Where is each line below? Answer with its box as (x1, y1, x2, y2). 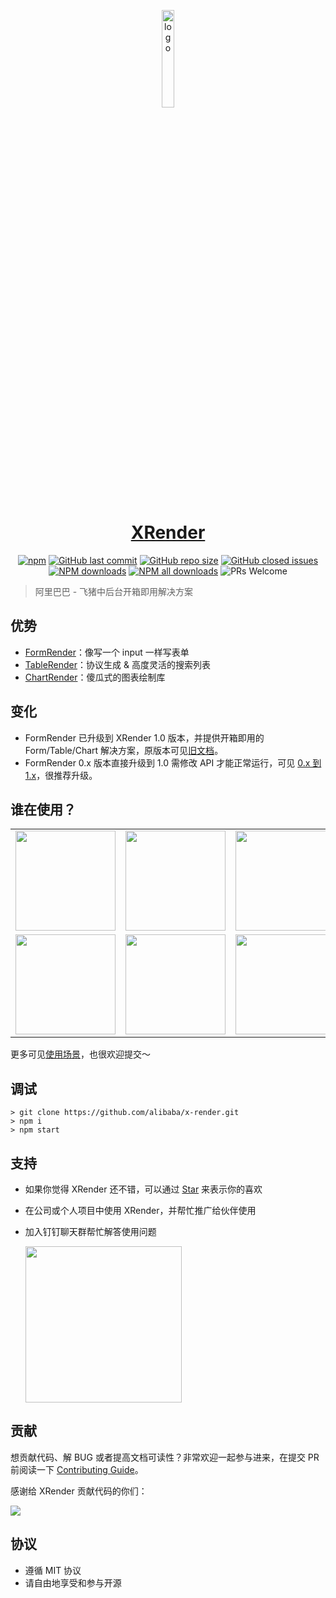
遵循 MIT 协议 (24, 1564, 82, 1576)
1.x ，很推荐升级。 (24, 769, 98, 781)
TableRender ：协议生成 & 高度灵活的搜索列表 (24, 658, 211, 670)
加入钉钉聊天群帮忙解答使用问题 (24, 1226, 157, 1237)
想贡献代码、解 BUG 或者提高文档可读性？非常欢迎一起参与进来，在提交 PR (10, 1451, 320, 1463)
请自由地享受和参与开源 (24, 1576, 122, 1589)
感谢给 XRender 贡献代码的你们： (10, 1485, 148, 1497)
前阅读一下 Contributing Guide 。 (10, 1463, 144, 1475)
